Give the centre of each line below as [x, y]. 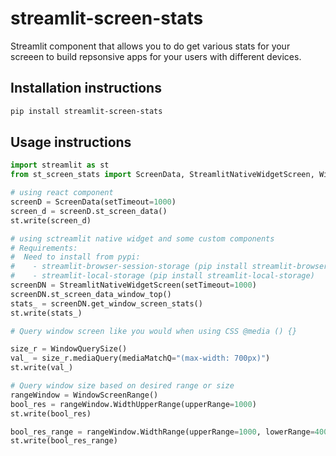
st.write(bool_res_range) [64, 441]
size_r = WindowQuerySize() [69, 349]
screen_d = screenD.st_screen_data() [89, 211]
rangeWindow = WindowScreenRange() [84, 395]
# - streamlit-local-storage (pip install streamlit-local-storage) [162, 276]
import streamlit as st [60, 165]
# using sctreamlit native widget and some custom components [142, 238]
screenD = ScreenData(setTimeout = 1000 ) [93, 202]
